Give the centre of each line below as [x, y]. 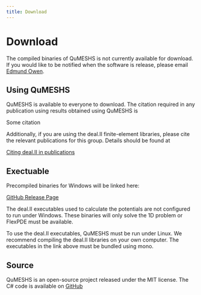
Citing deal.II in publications [41, 152]
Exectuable [28, 171]
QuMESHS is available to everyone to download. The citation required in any [101, 104]
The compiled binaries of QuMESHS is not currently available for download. [100, 58]
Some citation [23, 123]
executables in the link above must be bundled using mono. [80, 246]
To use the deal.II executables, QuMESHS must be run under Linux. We [94, 234]
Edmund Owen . [25, 71]
